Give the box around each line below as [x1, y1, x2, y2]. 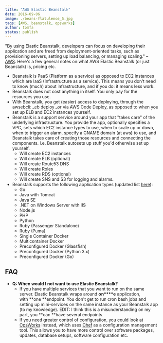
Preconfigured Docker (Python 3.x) [19, 249, 90, 254]
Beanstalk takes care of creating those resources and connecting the [12, 135, 151, 141]
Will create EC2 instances [19, 151, 71, 156]
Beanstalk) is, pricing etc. [5, 64, 56, 69]
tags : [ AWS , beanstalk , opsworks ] [5, 20, 75, 26]
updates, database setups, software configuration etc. [19, 332, 128, 338]
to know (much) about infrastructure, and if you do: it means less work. [12, 84, 155, 89]
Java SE [19, 197, 36, 203]
